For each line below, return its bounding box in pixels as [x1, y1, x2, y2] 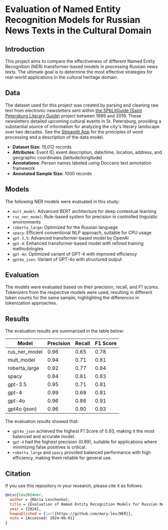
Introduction [5, 45, 45, 53]
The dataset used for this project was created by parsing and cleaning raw [5, 102, 159, 108]
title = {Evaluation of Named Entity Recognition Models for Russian [9, 501, 157, 507]
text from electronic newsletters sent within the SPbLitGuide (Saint [5, 107, 142, 114]
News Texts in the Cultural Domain [5, 25, 151, 36]
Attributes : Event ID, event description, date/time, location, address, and [12, 149, 162, 155]
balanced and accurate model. [12, 434, 75, 440]
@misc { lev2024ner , [5, 492, 43, 498]
